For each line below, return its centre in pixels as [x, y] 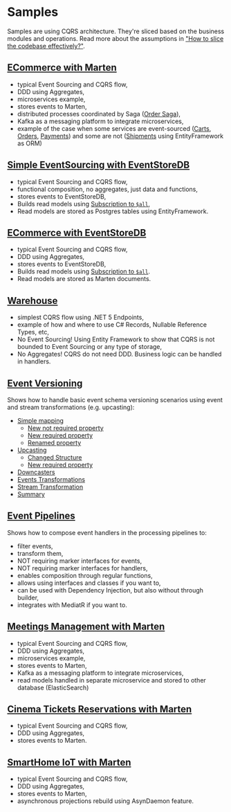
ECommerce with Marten [62, 67]
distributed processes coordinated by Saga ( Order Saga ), [99, 114]
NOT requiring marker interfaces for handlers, [82, 568]
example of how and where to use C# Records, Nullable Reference [112, 325]
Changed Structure [55, 457]
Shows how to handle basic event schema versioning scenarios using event [115, 400]
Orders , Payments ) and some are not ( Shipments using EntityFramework [120, 136]
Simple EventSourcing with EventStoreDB [99, 165]
